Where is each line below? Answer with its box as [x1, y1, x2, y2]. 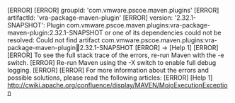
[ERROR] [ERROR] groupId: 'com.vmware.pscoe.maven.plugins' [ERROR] [7, 6, 219, 14]
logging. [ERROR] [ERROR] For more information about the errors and [7, 66, 209, 74]
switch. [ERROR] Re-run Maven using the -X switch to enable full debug [7, 59, 217, 66]
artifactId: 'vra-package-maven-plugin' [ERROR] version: [7, 13, 173, 22]
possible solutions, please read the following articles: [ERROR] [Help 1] [7, 73, 213, 82]
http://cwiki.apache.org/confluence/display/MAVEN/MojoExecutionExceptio [7, 81, 228, 89]
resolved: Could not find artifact [7, 36, 101, 44]
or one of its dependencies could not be [105, 28, 222, 37]
